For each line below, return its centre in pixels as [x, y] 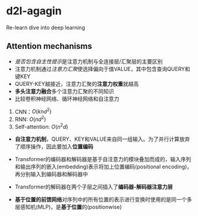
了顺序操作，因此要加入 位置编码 [54, 146]
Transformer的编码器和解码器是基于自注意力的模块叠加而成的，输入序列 [103, 159]
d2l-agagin [34, 11]
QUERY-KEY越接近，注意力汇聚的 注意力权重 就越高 [77, 84]
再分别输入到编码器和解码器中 [51, 174]
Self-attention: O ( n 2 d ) [41, 126]
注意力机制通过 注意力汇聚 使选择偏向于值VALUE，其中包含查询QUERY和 [102, 69]
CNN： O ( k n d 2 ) [33, 111]
